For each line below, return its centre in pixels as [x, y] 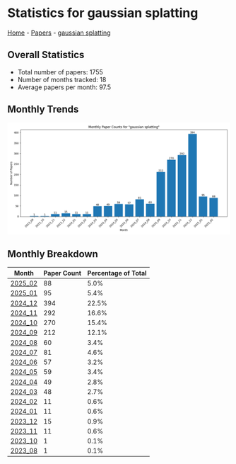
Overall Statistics [46, 55]
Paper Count [63, 273]
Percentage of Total [117, 273]
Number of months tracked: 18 [62, 79]
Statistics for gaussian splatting [103, 13]
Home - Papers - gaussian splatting [59, 33]
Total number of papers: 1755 [60, 72]
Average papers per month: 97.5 [64, 87]
